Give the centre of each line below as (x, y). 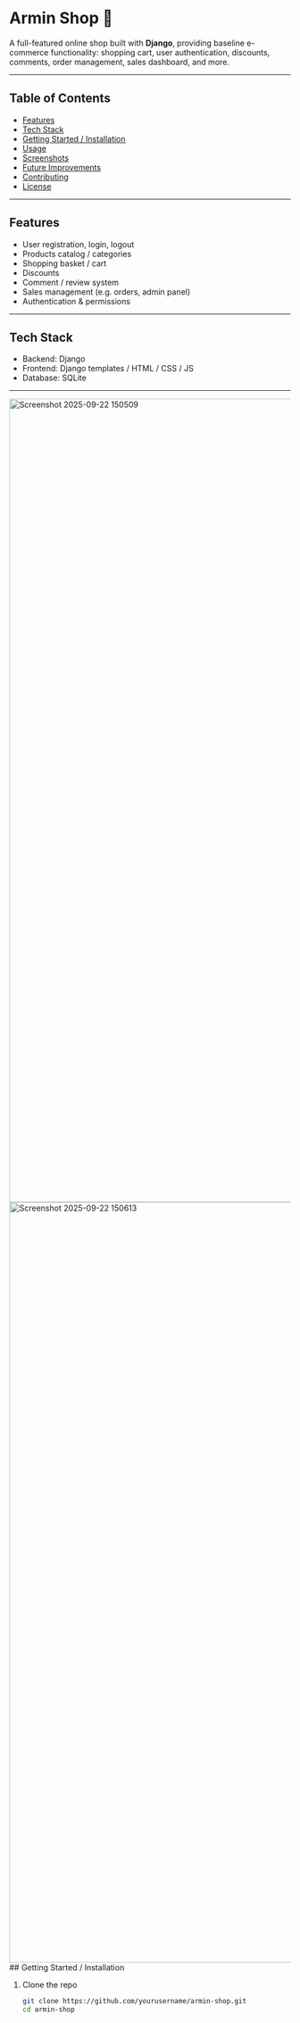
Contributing (45, 177)
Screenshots (46, 158)
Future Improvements (61, 167)
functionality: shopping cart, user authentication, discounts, (160, 52)
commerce (29, 52)
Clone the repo (50, 1985)
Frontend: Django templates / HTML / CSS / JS (108, 369)
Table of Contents (60, 99)
